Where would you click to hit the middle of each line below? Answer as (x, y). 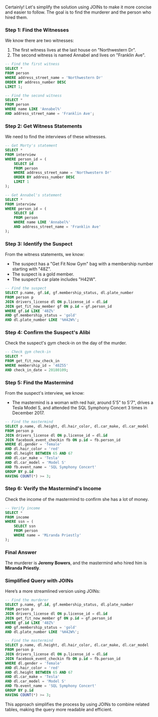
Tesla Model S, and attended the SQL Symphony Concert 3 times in (79, 408)
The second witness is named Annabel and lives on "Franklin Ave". (79, 55)
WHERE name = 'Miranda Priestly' (48, 535)
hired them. (17, 17)
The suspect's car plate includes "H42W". (54, 279)
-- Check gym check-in (28, 352)
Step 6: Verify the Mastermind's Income (53, 489)
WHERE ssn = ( (19, 522)
